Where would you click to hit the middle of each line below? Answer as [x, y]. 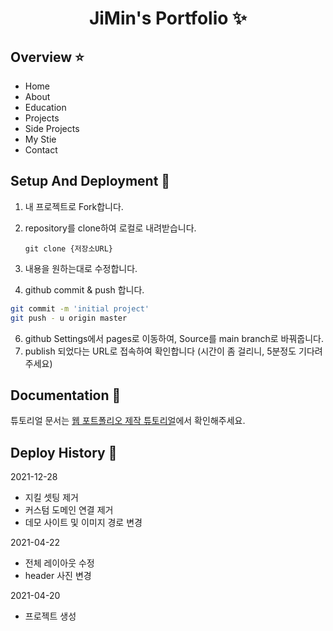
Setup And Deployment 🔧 [90, 181]
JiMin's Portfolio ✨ [168, 18]
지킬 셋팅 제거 [51, 498]
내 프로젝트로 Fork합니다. [74, 206]
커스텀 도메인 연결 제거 [69, 510]
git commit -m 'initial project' [80, 308]
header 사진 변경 [58, 576]
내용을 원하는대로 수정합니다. [81, 268]
